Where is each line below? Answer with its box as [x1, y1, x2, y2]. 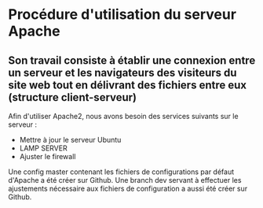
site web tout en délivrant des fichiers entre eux [8, 78, 247, 91]
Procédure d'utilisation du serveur [8, 6, 237, 24]
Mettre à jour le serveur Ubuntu [19, 136, 122, 144]
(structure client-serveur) [8, 91, 137, 104]
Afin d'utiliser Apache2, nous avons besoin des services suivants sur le [8, 112, 239, 121]
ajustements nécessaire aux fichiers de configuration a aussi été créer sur [8, 184, 248, 193]
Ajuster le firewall [19, 152, 76, 161]
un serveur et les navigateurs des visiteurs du [8, 65, 237, 80]
